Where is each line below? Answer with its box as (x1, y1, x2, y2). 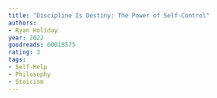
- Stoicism (8, 77, 44, 85)
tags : (8, 56, 26, 64)
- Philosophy (8, 70, 51, 78)
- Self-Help (8, 63, 47, 71)
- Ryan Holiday (8, 26, 58, 34)
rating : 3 (8, 48, 41, 56)
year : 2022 (8, 33, 44, 42)
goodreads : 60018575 (8, 41, 77, 49)
